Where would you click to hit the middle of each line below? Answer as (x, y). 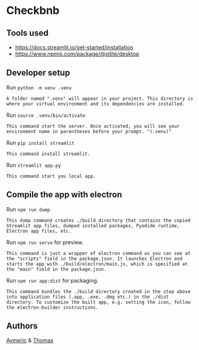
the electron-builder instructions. (52, 307)
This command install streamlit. (48, 154)
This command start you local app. (51, 176)
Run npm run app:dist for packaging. (52, 280)
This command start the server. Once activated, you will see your (93, 126)
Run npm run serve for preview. (45, 242)
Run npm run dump (28, 209)
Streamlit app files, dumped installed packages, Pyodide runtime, (93, 226)
